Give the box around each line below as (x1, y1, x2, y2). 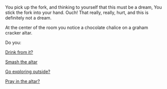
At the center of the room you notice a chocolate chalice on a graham (5, 24, 148, 30)
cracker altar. (5, 30, 32, 35)
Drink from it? (5, 49, 33, 55)
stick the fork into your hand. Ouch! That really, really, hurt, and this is (5, 9, 149, 15)
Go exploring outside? (5, 68, 51, 74)
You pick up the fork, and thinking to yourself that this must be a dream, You (5, 4, 162, 10)
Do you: (5, 39, 21, 45)
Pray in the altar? (5, 78, 40, 84)
